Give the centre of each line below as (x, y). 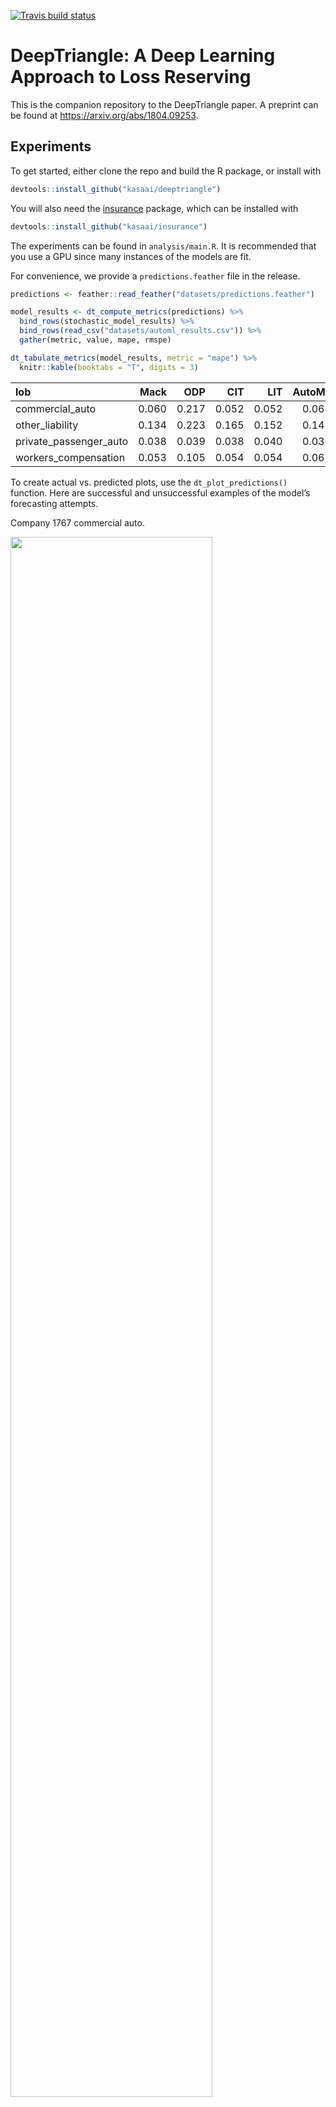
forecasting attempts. (54, 503)
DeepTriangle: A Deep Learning (143, 56)
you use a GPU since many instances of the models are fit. (131, 256)
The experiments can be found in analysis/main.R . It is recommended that (163, 246)
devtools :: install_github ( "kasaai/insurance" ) (109, 226)
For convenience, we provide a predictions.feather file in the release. (155, 276)
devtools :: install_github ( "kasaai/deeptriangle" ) (116, 189)
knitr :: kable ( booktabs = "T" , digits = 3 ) (109, 367)
